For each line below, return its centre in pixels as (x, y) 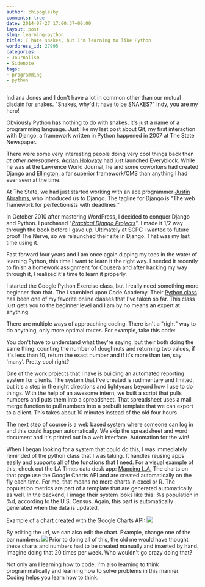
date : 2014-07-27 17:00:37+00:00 (49, 23)
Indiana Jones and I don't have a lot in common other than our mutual (94, 98)
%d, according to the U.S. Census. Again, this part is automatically (90, 501)
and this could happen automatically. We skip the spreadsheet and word (97, 431)
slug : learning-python (35, 35)
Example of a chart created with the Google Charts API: (76, 520)
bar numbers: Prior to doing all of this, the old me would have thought (97, 540)
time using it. (23, 243)
